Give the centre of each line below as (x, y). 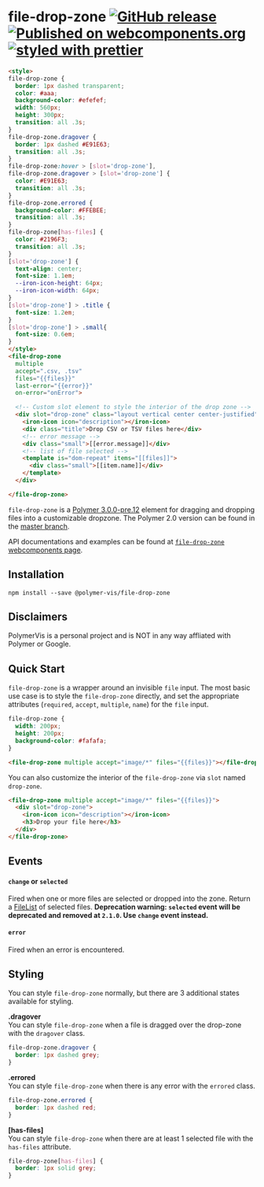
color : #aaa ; (37, 93)
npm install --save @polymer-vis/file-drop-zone (89, 593)
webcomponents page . (46, 550)
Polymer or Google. (40, 644)
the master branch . (39, 526)
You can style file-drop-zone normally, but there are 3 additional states (124, 993)
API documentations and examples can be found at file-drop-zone (117, 541)
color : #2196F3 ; (42, 240)
